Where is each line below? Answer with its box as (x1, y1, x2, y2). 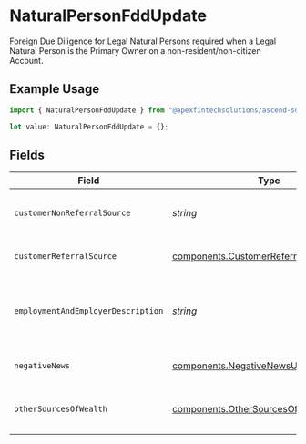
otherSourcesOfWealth (14, 404, 107, 415)
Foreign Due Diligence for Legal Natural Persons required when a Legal (9, 36, 276, 46)
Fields (9, 147, 46, 162)
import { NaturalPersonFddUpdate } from (9, 106, 166, 115)
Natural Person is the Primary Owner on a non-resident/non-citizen (9, 45, 261, 56)
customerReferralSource (14, 252, 117, 262)
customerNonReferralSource (14, 208, 131, 219)
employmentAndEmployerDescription (14, 306, 164, 316)
